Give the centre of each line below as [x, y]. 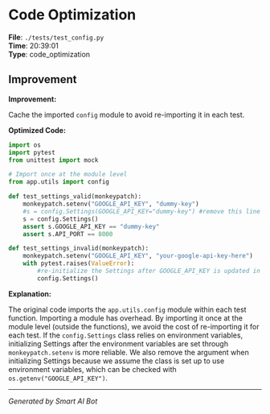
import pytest [32, 152]
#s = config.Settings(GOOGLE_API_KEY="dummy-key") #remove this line [142, 211]
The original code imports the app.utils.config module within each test [127, 309]
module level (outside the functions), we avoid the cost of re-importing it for [134, 326]
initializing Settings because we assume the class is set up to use [117, 361]
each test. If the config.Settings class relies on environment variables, [126, 335]
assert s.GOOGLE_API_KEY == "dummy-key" [91, 226]
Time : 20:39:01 [33, 45]
